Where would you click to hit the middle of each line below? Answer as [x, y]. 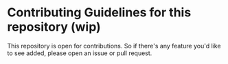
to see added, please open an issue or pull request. [80, 53]
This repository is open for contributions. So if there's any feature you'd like [114, 46]
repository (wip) [54, 27]
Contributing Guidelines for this [99, 13]
